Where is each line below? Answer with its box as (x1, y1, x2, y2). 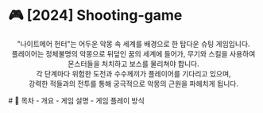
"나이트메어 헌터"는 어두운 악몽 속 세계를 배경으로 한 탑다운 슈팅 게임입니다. (17, 39, 250, 49)
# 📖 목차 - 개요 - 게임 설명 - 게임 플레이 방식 (8, 95, 145, 105)
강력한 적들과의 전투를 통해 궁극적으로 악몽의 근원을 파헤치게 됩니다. (29, 79, 238, 88)
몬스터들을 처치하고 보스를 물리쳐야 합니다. (67, 59, 200, 68)
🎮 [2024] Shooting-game (8, 6, 183, 25)
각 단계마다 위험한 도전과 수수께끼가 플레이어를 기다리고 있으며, (35, 68, 232, 78)
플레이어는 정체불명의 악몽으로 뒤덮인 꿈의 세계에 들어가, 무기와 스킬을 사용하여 (11, 49, 256, 58)
